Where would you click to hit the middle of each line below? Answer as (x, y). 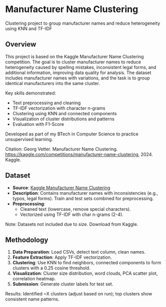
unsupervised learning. (29, 139)
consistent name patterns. (32, 299)
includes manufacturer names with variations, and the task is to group (77, 78)
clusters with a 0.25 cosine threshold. (51, 268)
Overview (21, 45)
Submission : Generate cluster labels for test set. (63, 284)
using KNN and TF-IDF (29, 28)
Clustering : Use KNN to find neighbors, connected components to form (87, 263)
